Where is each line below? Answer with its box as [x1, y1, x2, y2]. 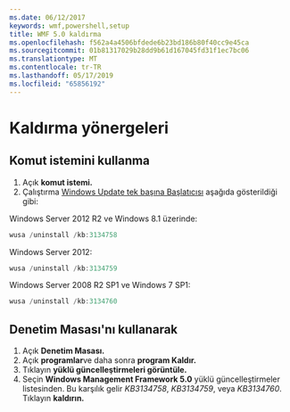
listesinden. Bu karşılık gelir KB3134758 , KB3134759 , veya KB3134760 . [21, 383, 283, 394]
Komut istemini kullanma [9, 153, 150, 169]
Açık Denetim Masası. [21, 345, 105, 357]
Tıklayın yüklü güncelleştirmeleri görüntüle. [21, 365, 187, 375]
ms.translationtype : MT [9, 54, 98, 63]
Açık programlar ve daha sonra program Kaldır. [21, 355, 196, 366]
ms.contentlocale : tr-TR [9, 63, 102, 72]
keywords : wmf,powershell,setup [9, 21, 129, 30]
